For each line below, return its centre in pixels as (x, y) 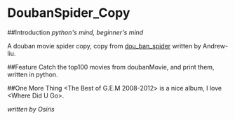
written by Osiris (31, 109)
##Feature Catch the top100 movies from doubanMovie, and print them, (111, 67)
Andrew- (215, 46)
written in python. (33, 74)
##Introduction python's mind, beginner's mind (75, 32)
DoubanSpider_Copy (69, 13)
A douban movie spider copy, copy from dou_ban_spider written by (104, 46)
